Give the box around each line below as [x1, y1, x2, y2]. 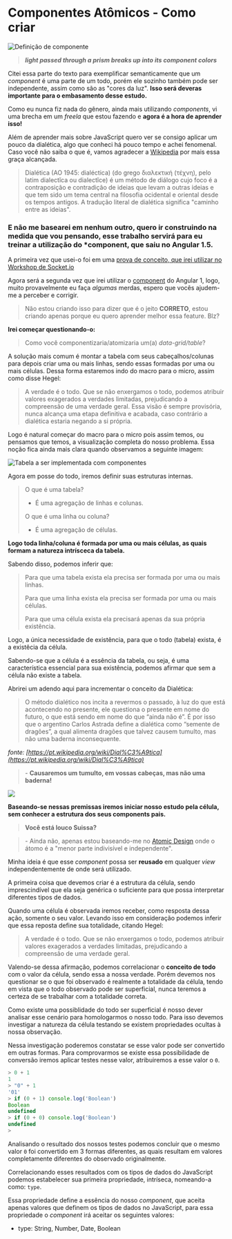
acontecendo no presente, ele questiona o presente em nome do [24, 705, 210, 714]
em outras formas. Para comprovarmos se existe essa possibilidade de [8, 1049, 210, 1057]
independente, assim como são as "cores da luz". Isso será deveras [8, 84, 202, 92]
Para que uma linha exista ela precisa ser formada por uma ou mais [24, 594, 217, 603]
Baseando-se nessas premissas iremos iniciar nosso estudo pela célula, [8, 803, 220, 811]
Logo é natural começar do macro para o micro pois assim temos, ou [8, 431, 204, 439]
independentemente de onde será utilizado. [8, 865, 132, 873]
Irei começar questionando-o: [8, 326, 96, 334]
